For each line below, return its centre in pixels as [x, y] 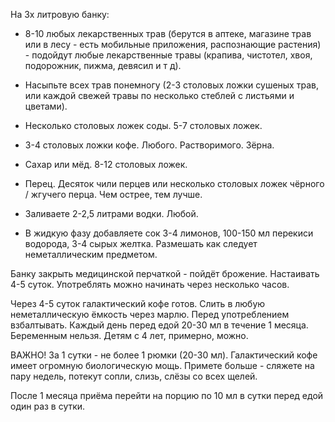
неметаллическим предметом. [91, 254]
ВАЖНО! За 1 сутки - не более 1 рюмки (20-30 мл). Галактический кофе [164, 355]
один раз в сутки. [48, 406]
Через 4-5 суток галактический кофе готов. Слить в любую [138, 303]
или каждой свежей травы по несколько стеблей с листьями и [159, 95]
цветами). [46, 106]
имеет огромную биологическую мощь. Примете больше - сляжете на [162, 365]
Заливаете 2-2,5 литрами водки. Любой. [111, 213]
